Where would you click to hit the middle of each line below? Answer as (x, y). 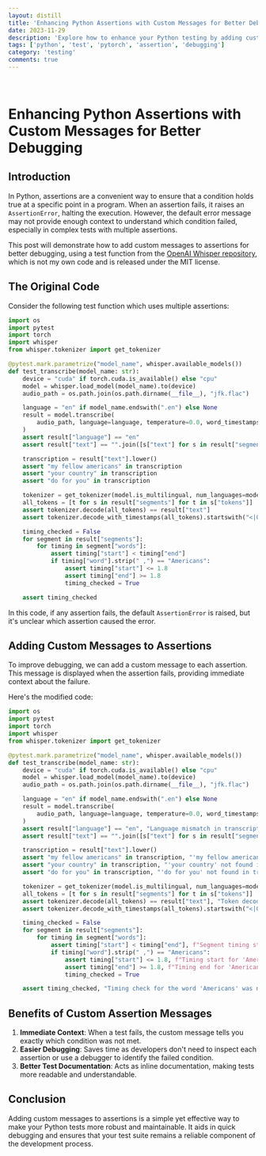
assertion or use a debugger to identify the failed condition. (116, 1058)
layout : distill (35, 15)
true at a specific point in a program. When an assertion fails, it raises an (126, 204)
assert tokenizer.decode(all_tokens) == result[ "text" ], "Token (131, 901)
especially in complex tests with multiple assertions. (93, 230)
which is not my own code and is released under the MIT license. (114, 261)
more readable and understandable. (78, 1074)
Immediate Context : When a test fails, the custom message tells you (131, 1032)
